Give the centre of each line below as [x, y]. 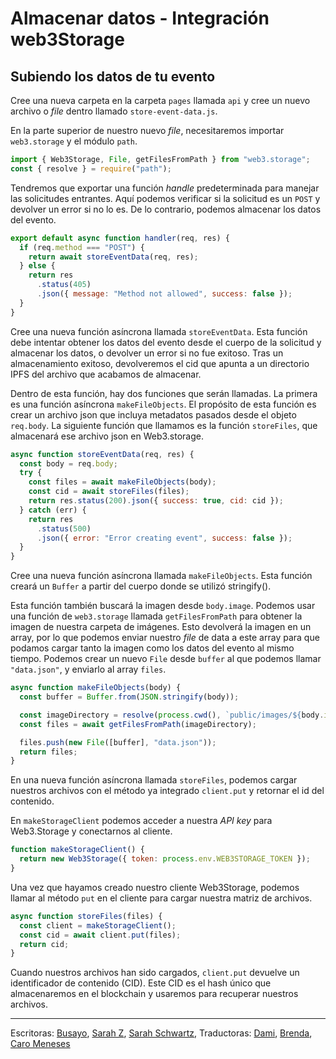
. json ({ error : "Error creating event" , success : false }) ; [164, 538]
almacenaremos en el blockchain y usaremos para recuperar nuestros [154, 994]
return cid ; [44, 944]
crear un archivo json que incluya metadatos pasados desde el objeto [153, 414]
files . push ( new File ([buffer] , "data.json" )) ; [118, 742]
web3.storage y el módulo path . [74, 141]
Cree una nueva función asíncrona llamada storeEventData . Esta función [159, 331]
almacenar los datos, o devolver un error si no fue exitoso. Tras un [147, 353]
